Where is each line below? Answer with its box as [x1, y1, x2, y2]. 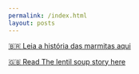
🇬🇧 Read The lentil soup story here [8, 56, 126, 66]
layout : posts [8, 19, 56, 27]
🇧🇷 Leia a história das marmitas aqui [8, 41, 132, 50]
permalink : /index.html [8, 11, 88, 20]
